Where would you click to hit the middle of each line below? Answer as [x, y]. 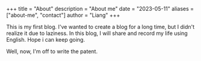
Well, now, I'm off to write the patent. [52, 51]
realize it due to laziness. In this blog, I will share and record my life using [97, 33]
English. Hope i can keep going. [46, 40]
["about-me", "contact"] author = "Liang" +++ [63, 15]
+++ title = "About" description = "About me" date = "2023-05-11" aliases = [100, 9]
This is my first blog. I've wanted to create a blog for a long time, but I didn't [101, 27]
